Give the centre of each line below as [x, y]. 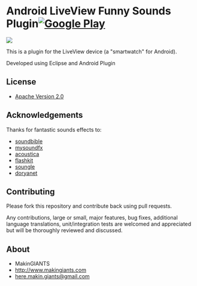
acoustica [27, 154]
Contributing [31, 192]
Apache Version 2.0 [39, 96]
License [21, 82]
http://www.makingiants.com [51, 270]
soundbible [29, 141]
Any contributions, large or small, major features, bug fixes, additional [92, 218]
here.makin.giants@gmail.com [52, 276]
